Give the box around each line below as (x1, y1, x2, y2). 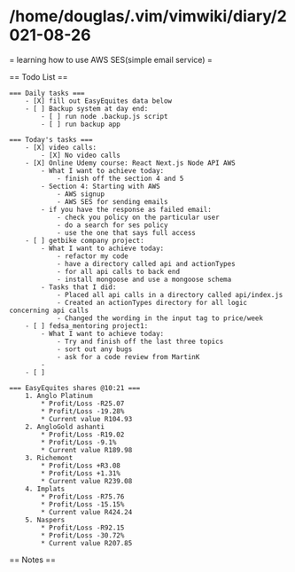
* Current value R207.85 (41, 538, 133, 547)
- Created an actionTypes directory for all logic (56, 298, 248, 307)
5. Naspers (25, 515, 66, 524)
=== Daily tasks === (9, 89, 86, 98)
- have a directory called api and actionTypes (56, 259, 237, 268)
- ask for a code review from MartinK (56, 352, 200, 361)
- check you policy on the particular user (56, 213, 220, 222)
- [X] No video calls (41, 151, 121, 160)
